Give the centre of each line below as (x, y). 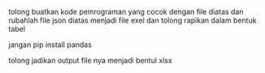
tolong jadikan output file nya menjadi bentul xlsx (90, 60)
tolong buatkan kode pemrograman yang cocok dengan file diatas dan (126, 12)
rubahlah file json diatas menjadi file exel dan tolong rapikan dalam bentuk (132, 20)
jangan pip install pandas (50, 45)
